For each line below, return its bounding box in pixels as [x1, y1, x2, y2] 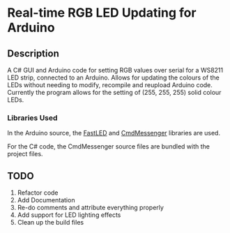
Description [7, 47, 59, 59]
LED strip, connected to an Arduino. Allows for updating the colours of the [7, 73, 220, 82]
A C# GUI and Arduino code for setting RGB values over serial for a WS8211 [7, 66, 224, 74]
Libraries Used [7, 113, 58, 123]
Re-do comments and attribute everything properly [17, 204, 164, 212]
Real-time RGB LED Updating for [7, 5, 197, 21]
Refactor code [17, 188, 59, 197]
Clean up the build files [17, 218, 84, 227]
